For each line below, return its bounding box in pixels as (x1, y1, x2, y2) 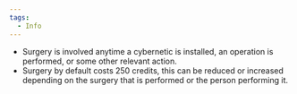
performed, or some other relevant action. (21, 56, 177, 66)
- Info (17, 21, 42, 30)
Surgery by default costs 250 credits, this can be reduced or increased (21, 64, 284, 76)
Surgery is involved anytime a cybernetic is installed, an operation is (21, 46, 274, 56)
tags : (9, 13, 30, 22)
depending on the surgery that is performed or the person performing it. (21, 74, 289, 85)
